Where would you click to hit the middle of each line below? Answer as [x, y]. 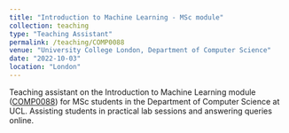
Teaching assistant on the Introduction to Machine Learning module [133, 92]
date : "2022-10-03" [45, 59]
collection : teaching [49, 26]
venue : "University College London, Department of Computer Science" [141, 51]
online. [21, 120]
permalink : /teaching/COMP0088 [67, 42]
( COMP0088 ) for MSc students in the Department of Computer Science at [144, 101]
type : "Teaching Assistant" [61, 34]
